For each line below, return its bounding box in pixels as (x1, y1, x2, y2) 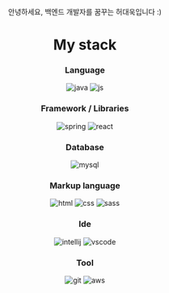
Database (65, 141, 104, 153)
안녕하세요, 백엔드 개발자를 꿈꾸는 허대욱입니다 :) (8, 7, 162, 16)
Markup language (49, 180, 120, 191)
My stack (53, 36, 117, 54)
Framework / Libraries (40, 103, 129, 115)
